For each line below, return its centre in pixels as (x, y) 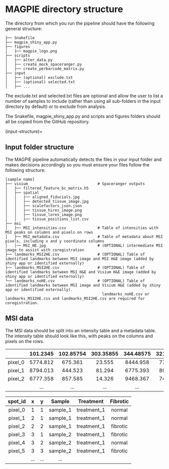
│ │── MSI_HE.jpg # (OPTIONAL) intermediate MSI (84, 246)
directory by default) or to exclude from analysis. (56, 106)
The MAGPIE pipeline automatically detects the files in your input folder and (83, 159)
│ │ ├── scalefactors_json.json (44, 206)
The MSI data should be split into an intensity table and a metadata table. (81, 330)
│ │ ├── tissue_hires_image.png (44, 210)
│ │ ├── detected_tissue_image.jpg (47, 201)
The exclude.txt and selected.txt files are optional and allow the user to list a (84, 96)
